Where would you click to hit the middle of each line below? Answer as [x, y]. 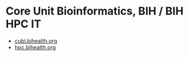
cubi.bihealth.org [36, 41]
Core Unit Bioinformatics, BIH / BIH [94, 11]
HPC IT [23, 24]
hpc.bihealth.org [35, 47]
